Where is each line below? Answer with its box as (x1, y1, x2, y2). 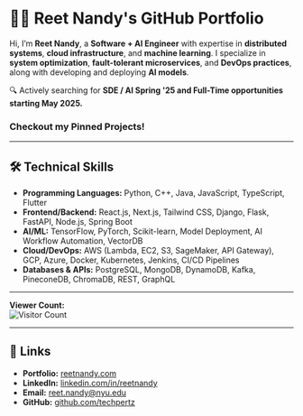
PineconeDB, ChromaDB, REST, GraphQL (22, 274, 176, 285)
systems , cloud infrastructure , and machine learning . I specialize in (9, 47, 266, 58)
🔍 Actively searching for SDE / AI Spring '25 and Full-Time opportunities (9, 85, 284, 96)
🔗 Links (9, 344, 51, 359)
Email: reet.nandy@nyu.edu (22, 387, 127, 398)
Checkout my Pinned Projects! (9, 120, 145, 133)
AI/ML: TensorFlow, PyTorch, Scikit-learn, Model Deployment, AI (22, 226, 263, 237)
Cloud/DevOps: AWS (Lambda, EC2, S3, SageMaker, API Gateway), (22, 245, 275, 256)
